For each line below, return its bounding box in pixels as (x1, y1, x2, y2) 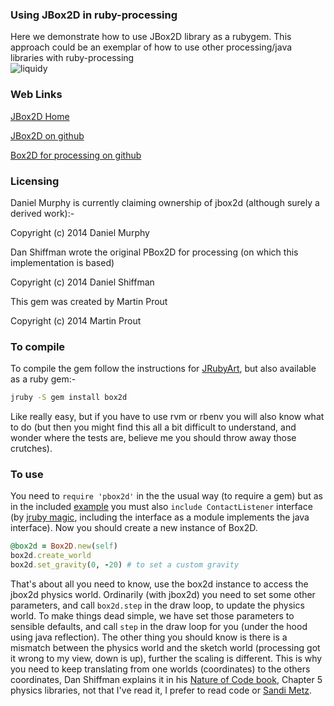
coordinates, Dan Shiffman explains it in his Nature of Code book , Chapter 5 (10, 673, 323, 685)
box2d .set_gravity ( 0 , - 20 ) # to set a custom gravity (10, 560, 240, 570)
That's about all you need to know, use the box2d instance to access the (10, 578, 309, 590)
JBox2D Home (10, 110, 70, 122)
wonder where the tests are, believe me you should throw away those (10, 432, 297, 444)
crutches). (10, 443, 53, 455)
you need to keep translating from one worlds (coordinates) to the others (10, 663, 311, 675)
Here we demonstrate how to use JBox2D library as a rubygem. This (10, 31, 292, 43)
